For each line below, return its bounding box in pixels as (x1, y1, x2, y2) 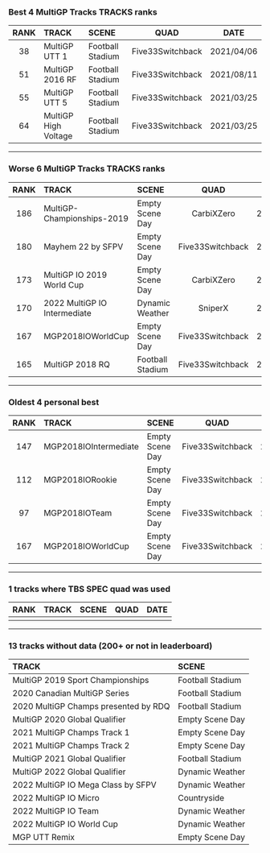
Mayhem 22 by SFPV (43, 241, 124, 252)
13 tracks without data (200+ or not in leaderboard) (8, 640, 213, 652)
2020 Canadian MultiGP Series (12, 688, 130, 699)
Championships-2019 (43, 213, 129, 224)
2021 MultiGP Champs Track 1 (12, 727, 130, 739)
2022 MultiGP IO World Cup (12, 818, 118, 830)
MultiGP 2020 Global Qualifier (12, 714, 126, 725)
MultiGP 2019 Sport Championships (12, 675, 149, 686)
